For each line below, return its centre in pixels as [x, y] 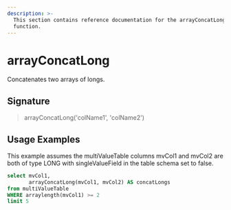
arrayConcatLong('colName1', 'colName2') [84, 118]
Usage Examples [44, 139]
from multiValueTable [38, 189]
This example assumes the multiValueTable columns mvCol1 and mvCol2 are [115, 156]
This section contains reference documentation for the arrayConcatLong [120, 20]
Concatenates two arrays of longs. [56, 79]
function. [27, 26]
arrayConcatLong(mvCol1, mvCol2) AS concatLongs [99, 182]
